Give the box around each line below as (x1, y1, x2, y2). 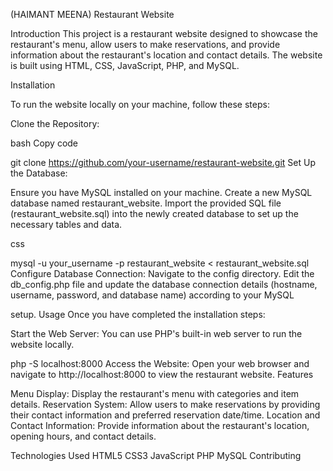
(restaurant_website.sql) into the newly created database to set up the (10, 208, 299, 219)
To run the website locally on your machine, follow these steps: (10, 99, 270, 110)
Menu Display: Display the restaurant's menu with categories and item (10, 388, 300, 399)
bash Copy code (10, 137, 79, 149)
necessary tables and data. (10, 219, 123, 230)
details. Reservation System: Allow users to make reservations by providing (10, 399, 321, 410)
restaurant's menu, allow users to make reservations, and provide (10, 39, 281, 50)
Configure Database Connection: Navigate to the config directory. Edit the (10, 268, 315, 279)
